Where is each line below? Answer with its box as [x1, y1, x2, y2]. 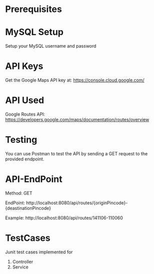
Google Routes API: [5, 111, 45, 117]
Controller [12, 258, 33, 264]
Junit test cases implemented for [5, 249, 73, 255]
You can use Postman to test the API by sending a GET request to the [5, 150, 148, 156]
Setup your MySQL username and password [5, 43, 96, 49]
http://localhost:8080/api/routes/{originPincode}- [25, 199, 128, 206]
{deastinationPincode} [5, 205, 51, 211]
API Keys [5, 61, 43, 72]
